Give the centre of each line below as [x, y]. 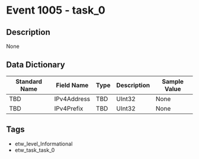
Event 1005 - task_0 [56, 10]
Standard [29, 82]
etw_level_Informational [44, 144]
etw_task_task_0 [35, 150]
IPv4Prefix [69, 108]
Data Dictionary [36, 65]
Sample [173, 82]
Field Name [72, 85]
